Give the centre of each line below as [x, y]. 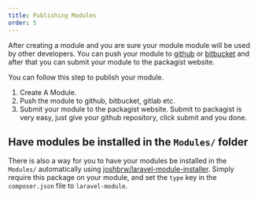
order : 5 [22, 23]
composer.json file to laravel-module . [68, 186]
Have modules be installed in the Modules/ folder [128, 142]
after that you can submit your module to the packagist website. [111, 62]
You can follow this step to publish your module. [86, 77]
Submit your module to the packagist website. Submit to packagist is [131, 109]
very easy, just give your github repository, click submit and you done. [133, 117]
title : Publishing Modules [52, 15]
